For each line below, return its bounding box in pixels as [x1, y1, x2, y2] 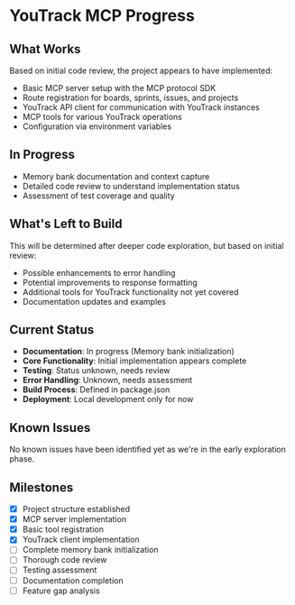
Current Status [9, 322, 95, 338]
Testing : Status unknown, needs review [22, 365, 171, 376]
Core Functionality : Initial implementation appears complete [22, 355, 247, 366]
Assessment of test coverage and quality [22, 190, 175, 201]
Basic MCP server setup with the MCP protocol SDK [22, 83, 217, 93]
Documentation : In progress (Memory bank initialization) [22, 346, 235, 357]
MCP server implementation [22, 514, 127, 525]
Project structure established [22, 504, 131, 515]
